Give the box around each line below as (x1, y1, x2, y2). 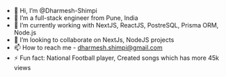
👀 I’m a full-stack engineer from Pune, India (13, 14, 138, 22)
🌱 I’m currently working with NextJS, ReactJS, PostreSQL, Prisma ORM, (13, 21, 219, 29)
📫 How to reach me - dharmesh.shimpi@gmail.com (13, 43, 163, 52)
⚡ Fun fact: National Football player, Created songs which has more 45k (13, 54, 219, 62)
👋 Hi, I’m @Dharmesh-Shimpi (13, 7, 97, 14)
